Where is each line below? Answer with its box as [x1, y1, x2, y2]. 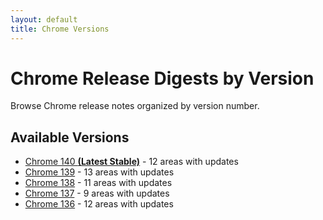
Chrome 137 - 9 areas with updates [24, 187, 170, 200]
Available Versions [10, 129, 130, 146]
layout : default [10, 14, 78, 25]
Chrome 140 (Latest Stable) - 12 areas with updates [24, 156, 239, 168]
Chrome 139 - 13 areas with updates [24, 166, 175, 178]
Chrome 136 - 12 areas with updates [24, 198, 174, 210]
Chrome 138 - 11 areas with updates [24, 177, 173, 189]
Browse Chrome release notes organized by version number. [10, 100, 260, 112]
